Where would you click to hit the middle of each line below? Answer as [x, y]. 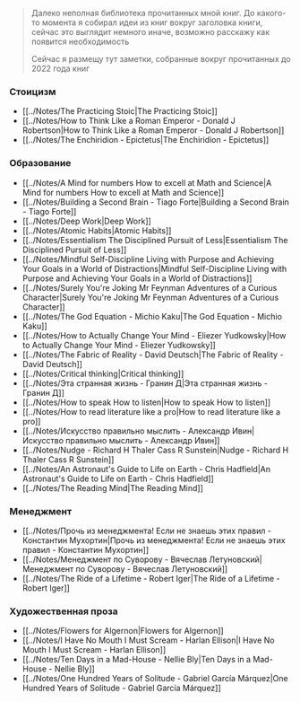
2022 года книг [60, 68]
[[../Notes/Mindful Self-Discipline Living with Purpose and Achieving [148, 259]
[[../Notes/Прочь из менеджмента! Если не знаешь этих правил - [146, 531]
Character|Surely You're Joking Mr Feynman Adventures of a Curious [150, 297]
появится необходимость [80, 41]
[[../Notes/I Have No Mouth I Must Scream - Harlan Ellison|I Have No [148, 640]
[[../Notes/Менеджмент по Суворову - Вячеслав [115, 559]
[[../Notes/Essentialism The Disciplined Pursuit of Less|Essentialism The [155, 240]
